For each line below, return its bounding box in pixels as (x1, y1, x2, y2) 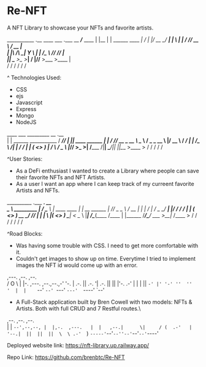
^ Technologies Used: (7, 74, 62, 81)
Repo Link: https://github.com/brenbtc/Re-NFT (7, 353, 125, 361)
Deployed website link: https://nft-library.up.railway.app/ (7, 341, 150, 349)
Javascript (15, 99, 43, 106)
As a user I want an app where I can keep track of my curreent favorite (15, 180, 195, 187)
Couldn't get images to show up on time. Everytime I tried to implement (15, 255, 196, 262)
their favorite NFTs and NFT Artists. (15, 173, 106, 181)
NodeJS (15, 118, 37, 126)
